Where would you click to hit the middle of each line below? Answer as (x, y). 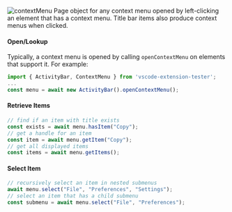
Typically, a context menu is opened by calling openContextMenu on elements (116, 57)
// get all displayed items (48, 146)
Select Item (24, 168)
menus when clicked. (38, 25)
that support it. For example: (48, 64)
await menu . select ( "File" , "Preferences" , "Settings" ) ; (90, 190)
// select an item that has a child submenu (73, 196)
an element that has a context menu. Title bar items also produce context (112, 18)
